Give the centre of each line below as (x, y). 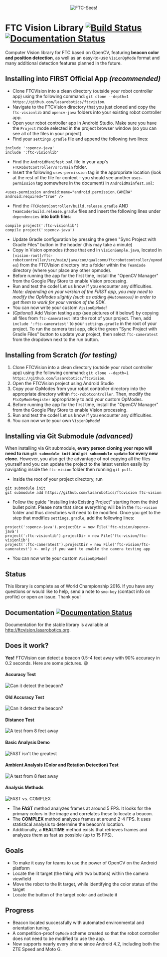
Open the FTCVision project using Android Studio (63, 383)
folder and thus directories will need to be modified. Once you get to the (86, 513)
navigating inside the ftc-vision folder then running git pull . (69, 469)
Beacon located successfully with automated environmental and (78, 922)
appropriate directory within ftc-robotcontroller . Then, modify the (82, 394)
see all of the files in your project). (48, 133)
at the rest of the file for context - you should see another (71, 177)
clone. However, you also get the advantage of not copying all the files (78, 459)
